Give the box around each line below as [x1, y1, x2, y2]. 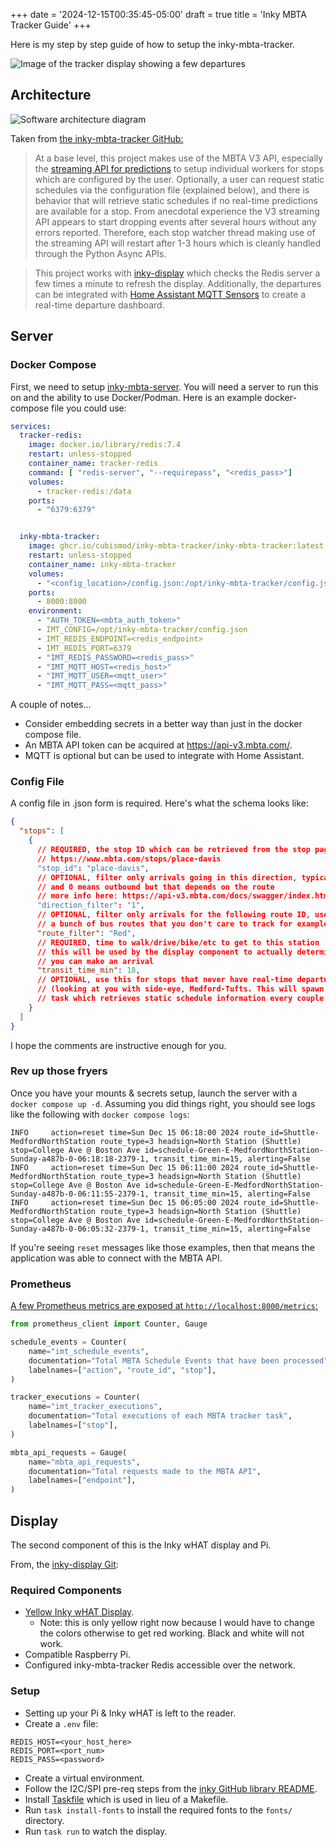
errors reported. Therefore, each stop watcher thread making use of [34, 226, 316, 238]
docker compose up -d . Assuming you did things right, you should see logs [10, 1097, 316, 1109]
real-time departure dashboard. [34, 299, 165, 311]
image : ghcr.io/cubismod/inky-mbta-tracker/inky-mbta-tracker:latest [28, 541, 325, 551]
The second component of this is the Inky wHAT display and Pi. [10, 1539, 272, 1551]
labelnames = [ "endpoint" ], [28, 1475, 137, 1486]
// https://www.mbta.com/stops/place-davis [36, 854, 222, 864]
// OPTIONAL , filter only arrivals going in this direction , [36, 872, 298, 883]
